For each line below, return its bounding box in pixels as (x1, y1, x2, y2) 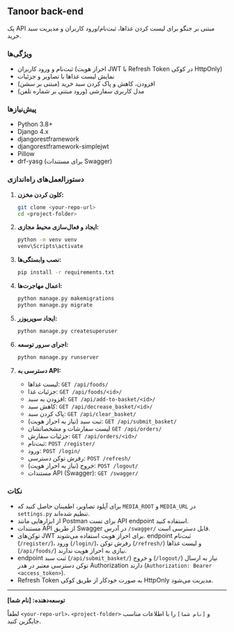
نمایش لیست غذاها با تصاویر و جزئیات (17, 72, 115, 81)
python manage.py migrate (17, 301, 93, 309)
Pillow (17, 150, 35, 158)
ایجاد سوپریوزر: (17, 314, 58, 323)
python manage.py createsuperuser (17, 327, 118, 334)
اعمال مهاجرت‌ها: (17, 282, 63, 290)
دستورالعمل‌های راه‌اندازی (7, 174, 84, 184)
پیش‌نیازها (7, 105, 37, 114)
